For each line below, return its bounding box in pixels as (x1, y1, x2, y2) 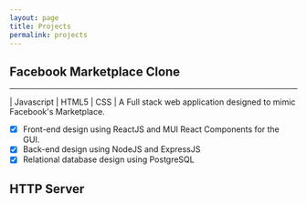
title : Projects (9, 22, 71, 31)
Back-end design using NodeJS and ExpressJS (22, 144, 201, 155)
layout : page (9, 13, 59, 23)
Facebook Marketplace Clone (9, 64, 181, 79)
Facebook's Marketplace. (9, 107, 105, 117)
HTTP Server (9, 181, 85, 197)
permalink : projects (9, 30, 89, 39)
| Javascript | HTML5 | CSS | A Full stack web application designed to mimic (9, 96, 296, 107)
